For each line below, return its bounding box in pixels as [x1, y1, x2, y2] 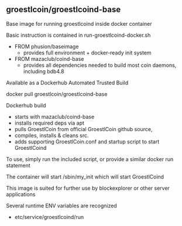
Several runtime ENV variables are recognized [6, 202, 117, 209]
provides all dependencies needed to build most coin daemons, [23, 61, 177, 69]
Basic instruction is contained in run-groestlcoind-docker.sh [6, 32, 151, 39]
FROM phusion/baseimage [14, 43, 79, 50]
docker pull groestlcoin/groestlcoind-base [6, 90, 108, 97]
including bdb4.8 [23, 67, 64, 75]
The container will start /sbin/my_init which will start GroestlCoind [6, 173, 164, 180]
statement [6, 162, 30, 169]
